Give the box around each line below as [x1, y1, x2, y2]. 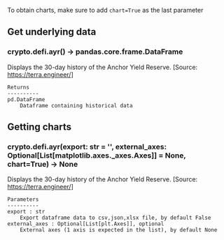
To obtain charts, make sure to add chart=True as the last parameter [7, 6, 204, 14]
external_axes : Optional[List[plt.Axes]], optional [7, 220, 164, 227]
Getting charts [7, 121, 72, 133]
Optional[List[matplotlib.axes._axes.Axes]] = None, [7, 151, 186, 160]
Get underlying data [7, 26, 97, 38]
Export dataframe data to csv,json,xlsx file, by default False [20, 214, 211, 222]
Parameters [7, 196, 39, 203]
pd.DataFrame [7, 96, 45, 103]
